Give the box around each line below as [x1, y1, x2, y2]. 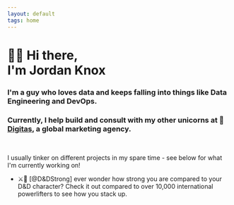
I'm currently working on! [7, 161, 81, 169]
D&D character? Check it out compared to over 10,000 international [17, 182, 213, 190]
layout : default [7, 10, 55, 18]
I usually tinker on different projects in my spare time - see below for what [7, 153, 223, 162]
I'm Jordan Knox [7, 62, 106, 78]
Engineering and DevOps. [7, 96, 98, 106]
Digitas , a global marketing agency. [7, 124, 131, 134]
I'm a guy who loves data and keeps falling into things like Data [7, 87, 228, 97]
